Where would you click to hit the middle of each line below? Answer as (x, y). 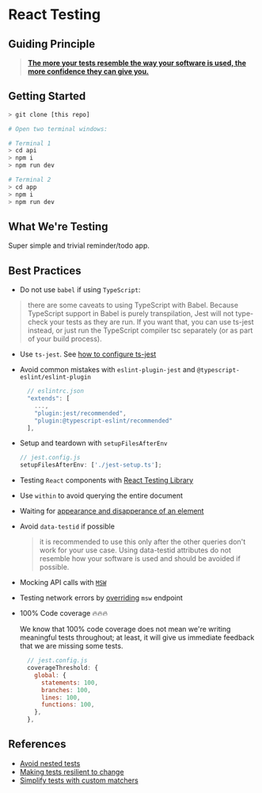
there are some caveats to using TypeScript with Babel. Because (133, 305)
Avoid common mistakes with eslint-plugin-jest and (107, 370)
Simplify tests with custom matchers (79, 780)
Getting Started (47, 96)
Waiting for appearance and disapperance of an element (112, 511)
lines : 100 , (61, 697)
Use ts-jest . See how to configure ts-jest (88, 354)
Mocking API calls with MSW (63, 583)
